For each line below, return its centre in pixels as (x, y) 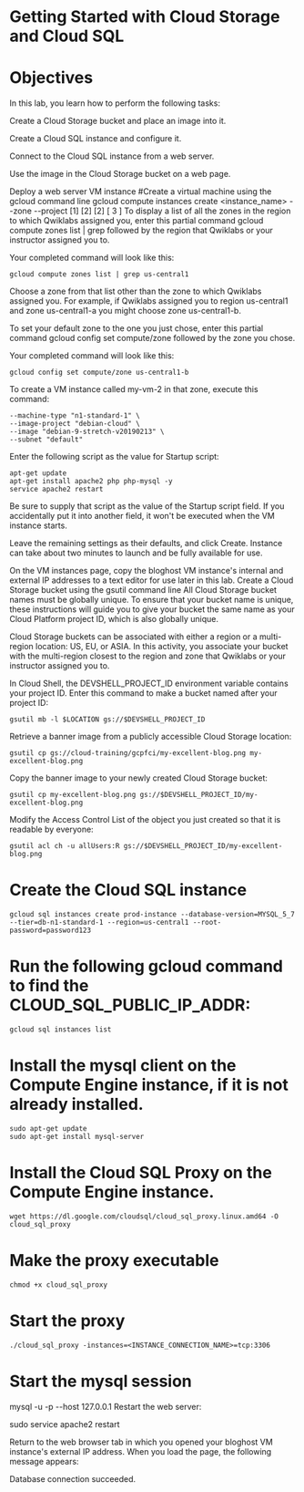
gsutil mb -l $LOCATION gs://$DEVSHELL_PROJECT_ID (107, 720)
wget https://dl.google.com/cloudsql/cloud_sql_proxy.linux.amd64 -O (144, 1216)
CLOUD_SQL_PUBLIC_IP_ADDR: (130, 1005)
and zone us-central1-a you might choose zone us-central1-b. (125, 311)
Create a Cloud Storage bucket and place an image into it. (118, 121)
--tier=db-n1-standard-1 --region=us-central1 (99, 923)
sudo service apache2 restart (65, 1424)
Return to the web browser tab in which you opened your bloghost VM (141, 1442)
